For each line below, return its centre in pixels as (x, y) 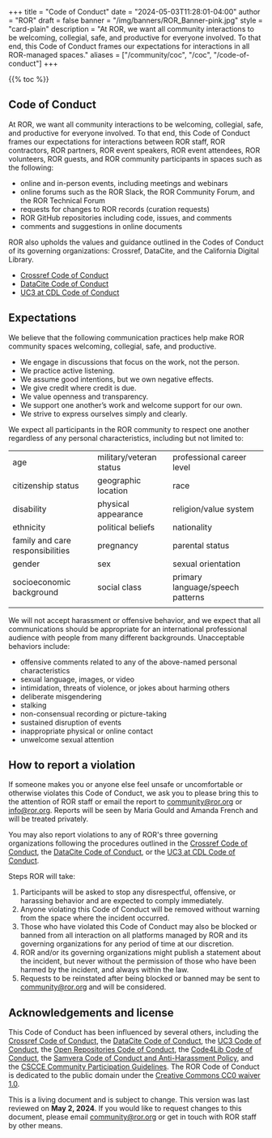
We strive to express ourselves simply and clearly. (104, 413)
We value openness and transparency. (84, 396)
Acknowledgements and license (91, 1013)
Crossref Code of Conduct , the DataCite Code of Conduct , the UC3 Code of (135, 1041)
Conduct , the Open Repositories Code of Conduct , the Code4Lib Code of (130, 1049)
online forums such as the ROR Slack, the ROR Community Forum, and (137, 192)
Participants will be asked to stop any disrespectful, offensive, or (128, 892)
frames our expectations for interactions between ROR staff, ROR (117, 141)
